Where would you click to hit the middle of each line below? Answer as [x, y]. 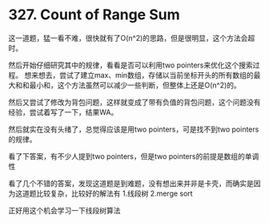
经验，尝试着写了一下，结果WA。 [63, 112]
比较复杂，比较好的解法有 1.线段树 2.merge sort [114, 193]
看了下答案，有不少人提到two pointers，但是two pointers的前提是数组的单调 [134, 156]
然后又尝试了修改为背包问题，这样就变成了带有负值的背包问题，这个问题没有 [134, 102]
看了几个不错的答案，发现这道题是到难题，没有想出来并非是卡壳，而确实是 [131, 183]
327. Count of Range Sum [94, 15]
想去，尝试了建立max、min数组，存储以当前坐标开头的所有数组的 [146, 75]
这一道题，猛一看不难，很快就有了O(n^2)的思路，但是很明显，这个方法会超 [132, 38]
